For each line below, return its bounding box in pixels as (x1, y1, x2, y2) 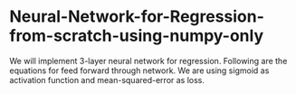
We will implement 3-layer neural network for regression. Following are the (9, 55, 288, 66)
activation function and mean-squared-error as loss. (9, 74, 205, 85)
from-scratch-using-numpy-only (9, 25, 264, 46)
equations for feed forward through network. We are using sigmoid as (9, 65, 270, 76)
